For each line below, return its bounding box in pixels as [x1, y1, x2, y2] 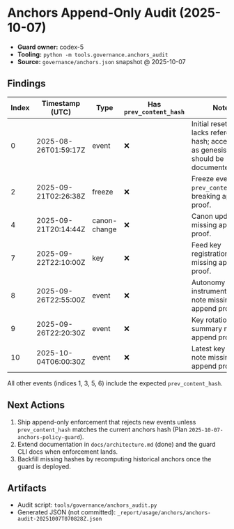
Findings [7, 78, 47, 90]
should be [191, 153, 224, 163]
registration [191, 249, 229, 259]
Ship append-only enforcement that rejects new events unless [17, 417, 196, 426]
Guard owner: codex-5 [17, 43, 84, 51]
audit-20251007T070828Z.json [17, 516, 102, 523]
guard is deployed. [17, 462, 71, 470]
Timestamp [41, 98, 81, 108]
